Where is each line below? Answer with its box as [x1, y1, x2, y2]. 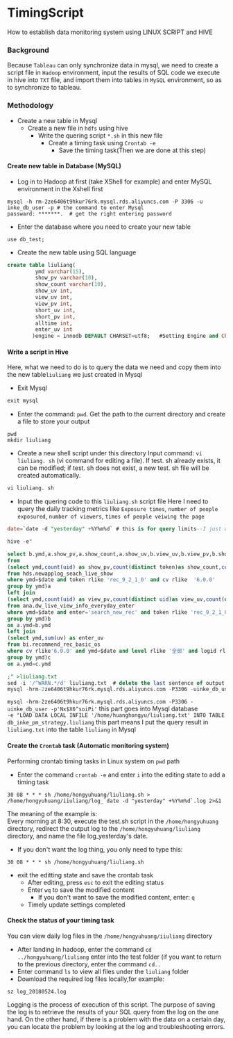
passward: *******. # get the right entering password [7, 210, 172, 217]
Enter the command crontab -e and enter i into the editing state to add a [17, 770, 225, 779]
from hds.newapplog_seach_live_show [7, 570, 113, 577]
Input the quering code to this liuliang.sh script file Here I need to [17, 497, 209, 505]
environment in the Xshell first [17, 184, 103, 193]
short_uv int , [35, 307, 76, 314]
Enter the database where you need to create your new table [17, 222, 191, 231]
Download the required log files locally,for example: [17, 975, 164, 983]
